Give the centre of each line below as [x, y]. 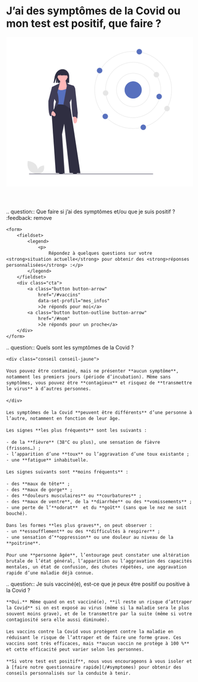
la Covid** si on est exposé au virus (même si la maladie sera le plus [98, 608]
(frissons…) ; [24, 449]
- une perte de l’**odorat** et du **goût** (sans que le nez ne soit [96, 508]
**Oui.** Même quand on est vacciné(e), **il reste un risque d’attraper [99, 602]
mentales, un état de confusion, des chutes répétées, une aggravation [96, 567]
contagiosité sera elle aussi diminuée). [58, 620]
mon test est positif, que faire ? [84, 23]
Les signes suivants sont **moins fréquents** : [67, 472]
